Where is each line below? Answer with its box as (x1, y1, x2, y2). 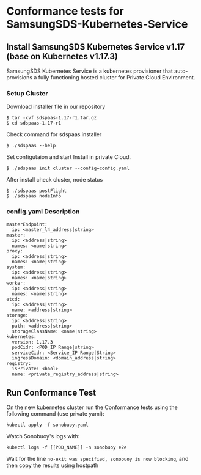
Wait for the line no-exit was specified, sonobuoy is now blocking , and (6, 455, 189, 463)
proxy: (6, 248, 23, 254)
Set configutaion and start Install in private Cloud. (6, 153, 131, 161)
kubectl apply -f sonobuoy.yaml (6, 422, 89, 429)
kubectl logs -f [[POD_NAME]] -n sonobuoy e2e (6, 444, 127, 451)
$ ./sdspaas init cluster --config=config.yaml (6, 165, 130, 172)
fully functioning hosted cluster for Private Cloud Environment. (38, 74, 196, 81)
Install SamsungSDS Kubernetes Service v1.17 (6, 42, 185, 52)
